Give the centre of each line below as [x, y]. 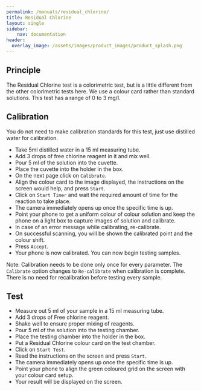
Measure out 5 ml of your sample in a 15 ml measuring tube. [89, 311]
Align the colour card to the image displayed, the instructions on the [99, 182]
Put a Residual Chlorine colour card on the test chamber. [85, 343]
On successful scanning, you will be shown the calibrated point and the [104, 233]
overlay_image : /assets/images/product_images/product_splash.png [97, 46]
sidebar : [17, 29]
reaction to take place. [43, 201]
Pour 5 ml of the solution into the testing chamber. [77, 330]
